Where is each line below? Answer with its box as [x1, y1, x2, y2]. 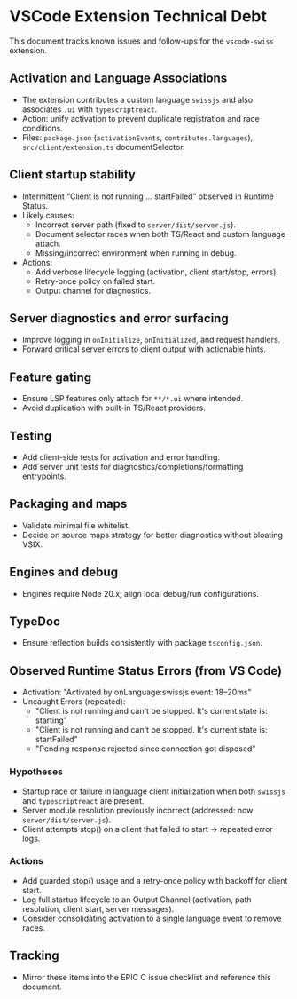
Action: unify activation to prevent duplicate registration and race [21, 113, 260, 123]
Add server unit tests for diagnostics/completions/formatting [21, 462, 244, 472]
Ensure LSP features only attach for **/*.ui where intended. [21, 393, 244, 404]
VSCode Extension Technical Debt [9, 6, 268, 27]
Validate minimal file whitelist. [21, 519, 130, 530]
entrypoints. [21, 471, 66, 481]
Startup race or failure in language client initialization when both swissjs [21, 786, 286, 797]
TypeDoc [9, 614, 60, 630]
